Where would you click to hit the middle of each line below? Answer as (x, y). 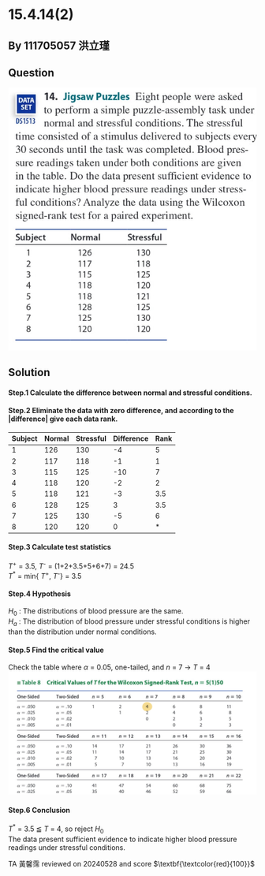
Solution (29, 372)
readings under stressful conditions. (67, 847)
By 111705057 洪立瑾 (59, 45)
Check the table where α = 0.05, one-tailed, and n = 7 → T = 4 (109, 667)
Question (31, 73)
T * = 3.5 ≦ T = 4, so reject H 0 (56, 829)
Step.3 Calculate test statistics (60, 547)
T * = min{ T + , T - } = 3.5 (45, 575)
